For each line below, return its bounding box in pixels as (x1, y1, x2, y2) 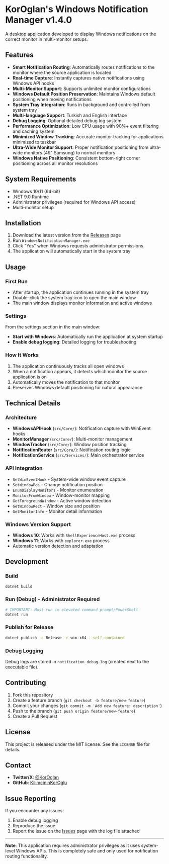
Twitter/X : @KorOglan (12, 774, 59, 781)
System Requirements (5, 175, 76, 184)
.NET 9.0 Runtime (12, 194, 49, 200)
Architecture (5, 414, 37, 421)
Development (5, 557, 49, 566)
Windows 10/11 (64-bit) (12, 188, 60, 194)
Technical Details (5, 399, 61, 408)
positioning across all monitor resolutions (12, 160, 98, 166)
